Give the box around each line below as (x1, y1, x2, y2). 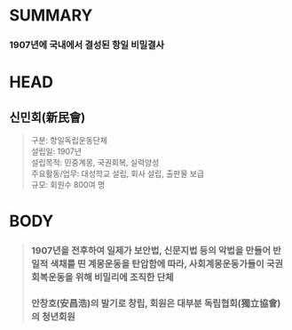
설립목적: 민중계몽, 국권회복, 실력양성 (30, 157, 160, 168)
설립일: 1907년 (30, 146, 83, 157)
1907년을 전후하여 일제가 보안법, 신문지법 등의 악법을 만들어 (30, 245, 271, 257)
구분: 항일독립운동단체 (30, 135, 108, 146)
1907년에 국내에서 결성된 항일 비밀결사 (9, 39, 165, 52)
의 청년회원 (30, 310, 75, 323)
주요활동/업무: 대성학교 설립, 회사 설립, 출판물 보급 (30, 168, 205, 179)
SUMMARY (9, 5, 93, 26)
